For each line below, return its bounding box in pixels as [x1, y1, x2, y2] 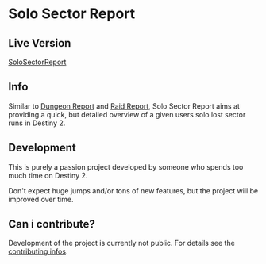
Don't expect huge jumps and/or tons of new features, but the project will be [8, 186, 259, 195]
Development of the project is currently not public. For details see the [8, 239, 236, 248]
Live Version [8, 36, 71, 50]
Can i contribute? [8, 217, 95, 231]
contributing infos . [8, 247, 68, 256]
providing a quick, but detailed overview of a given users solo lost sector [8, 109, 246, 119]
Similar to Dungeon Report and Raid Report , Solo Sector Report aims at [8, 101, 241, 111]
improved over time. [8, 194, 74, 204]
